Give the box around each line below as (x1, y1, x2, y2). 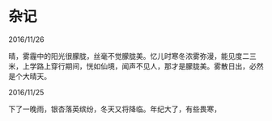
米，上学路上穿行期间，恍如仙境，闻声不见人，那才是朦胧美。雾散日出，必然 (8, 61, 264, 71)
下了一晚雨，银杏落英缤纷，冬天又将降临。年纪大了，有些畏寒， (8, 104, 221, 114)
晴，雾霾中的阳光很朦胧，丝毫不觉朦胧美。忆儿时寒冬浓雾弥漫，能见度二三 (8, 51, 257, 60)
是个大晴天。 (8, 71, 51, 81)
